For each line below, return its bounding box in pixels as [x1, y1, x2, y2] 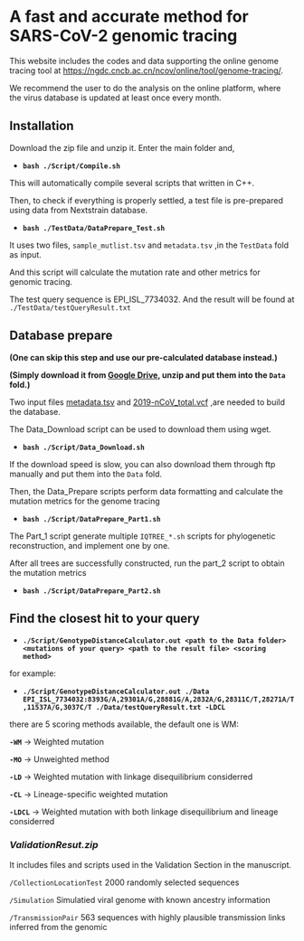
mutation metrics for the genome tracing [9, 495, 160, 506]
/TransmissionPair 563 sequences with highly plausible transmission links [9, 911, 286, 923]
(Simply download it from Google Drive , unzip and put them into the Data [9, 369, 286, 381]
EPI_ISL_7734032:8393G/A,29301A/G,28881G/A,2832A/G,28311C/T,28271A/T [22, 695, 295, 704]
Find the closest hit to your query [9, 610, 201, 626]
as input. [9, 249, 43, 259]
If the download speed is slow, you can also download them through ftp [9, 458, 276, 469]
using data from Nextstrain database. [9, 204, 148, 215]
